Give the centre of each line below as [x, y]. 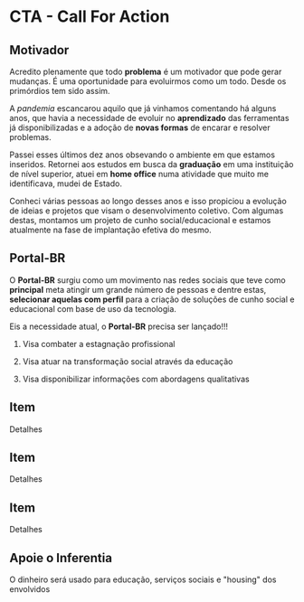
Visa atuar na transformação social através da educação [128, 361]
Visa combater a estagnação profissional [99, 343]
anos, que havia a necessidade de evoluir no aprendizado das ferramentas [149, 118]
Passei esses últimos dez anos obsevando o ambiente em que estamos [142, 155]
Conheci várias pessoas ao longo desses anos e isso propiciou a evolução [148, 201]
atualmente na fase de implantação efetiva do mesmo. [110, 230]
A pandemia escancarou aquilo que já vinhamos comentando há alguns [143, 108]
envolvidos [30, 589]
